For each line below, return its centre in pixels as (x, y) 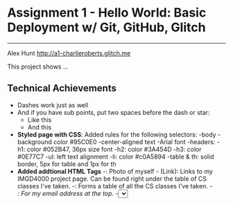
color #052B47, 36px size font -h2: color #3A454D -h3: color (114, 149)
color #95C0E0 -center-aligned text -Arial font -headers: (134, 142)
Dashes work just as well (53, 105)
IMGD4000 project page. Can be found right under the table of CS (112, 179)
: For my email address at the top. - (68, 193)
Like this (40, 120)
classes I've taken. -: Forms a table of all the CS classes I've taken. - (115, 186)
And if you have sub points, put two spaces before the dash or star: (113, 112)
